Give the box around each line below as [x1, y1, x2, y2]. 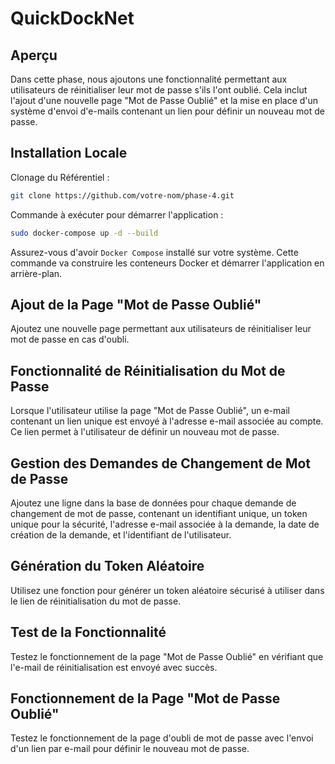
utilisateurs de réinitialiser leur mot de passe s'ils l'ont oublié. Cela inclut [10, 84, 308, 96]
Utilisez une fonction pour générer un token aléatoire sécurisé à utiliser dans [10, 584, 325, 596]
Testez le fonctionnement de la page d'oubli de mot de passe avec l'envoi [10, 732, 314, 744]
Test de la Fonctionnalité [10, 624, 167, 641]
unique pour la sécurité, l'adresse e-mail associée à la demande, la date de [10, 518, 320, 530]
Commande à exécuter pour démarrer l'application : [10, 208, 224, 221]
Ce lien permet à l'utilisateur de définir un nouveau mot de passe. [10, 426, 280, 438]
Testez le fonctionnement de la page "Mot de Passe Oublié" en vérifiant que [10, 650, 324, 662]
